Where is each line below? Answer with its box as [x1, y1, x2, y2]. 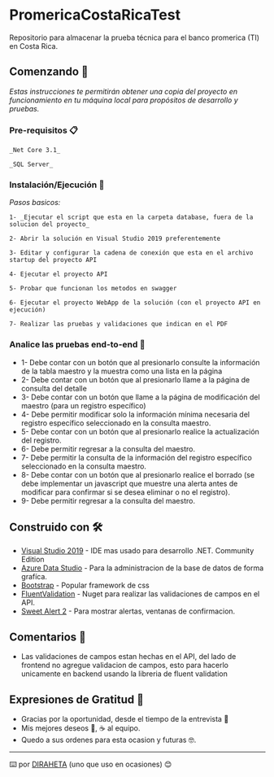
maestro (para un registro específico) [20, 400, 146, 410]
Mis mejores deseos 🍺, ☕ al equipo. [20, 723, 141, 733]
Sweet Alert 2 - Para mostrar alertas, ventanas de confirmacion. [20, 606, 236, 616]
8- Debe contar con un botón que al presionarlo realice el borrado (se [20, 469, 255, 479]
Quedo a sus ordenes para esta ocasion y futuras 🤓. [20, 735, 197, 745]
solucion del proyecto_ [9, 220, 90, 229]
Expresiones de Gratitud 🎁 [9, 692, 145, 706]
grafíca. [20, 572, 48, 582]
